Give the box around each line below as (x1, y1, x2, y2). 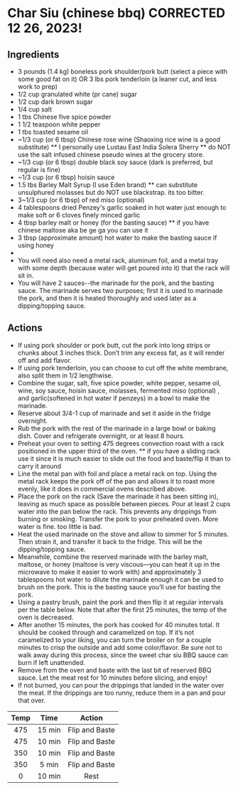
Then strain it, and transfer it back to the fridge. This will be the (17, 537, 202, 545)
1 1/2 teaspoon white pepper (17, 120, 101, 129)
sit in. (17, 272, 34, 279)
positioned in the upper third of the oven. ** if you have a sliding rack (17, 447, 220, 455)
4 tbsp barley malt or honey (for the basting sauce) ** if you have (17, 218, 210, 227)
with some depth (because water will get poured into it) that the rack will (17, 264, 230, 272)
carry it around (17, 461, 62, 470)
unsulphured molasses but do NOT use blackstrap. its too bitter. (17, 188, 205, 196)
